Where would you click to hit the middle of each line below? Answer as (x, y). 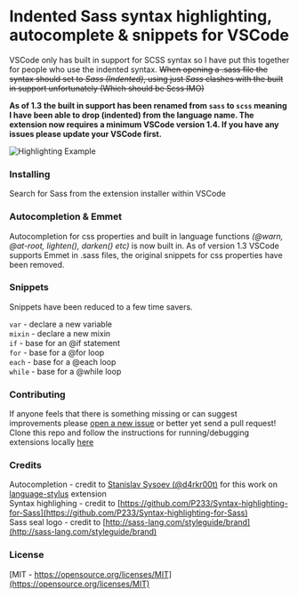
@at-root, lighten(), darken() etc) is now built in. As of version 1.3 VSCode (145, 246)
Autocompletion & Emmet (66, 217)
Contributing (37, 394)
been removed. (37, 264)
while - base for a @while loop (65, 371)
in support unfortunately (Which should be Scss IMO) (107, 88)
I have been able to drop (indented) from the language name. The (132, 115)
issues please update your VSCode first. (85, 133)
